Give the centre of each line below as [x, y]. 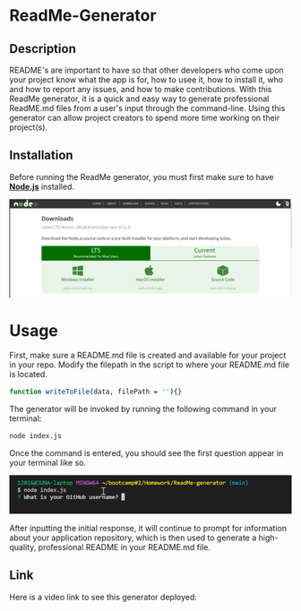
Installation [41, 155]
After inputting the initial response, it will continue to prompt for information [148, 528]
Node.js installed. [42, 186]
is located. [28, 374]
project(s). [28, 127]
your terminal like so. [48, 463]
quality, [23, 546]
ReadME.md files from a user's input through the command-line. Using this [147, 108]
